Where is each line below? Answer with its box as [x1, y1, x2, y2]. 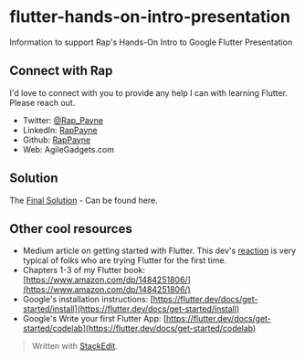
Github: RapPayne [22, 134, 91, 145]
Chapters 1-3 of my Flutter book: [22, 265, 146, 276]
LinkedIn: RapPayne [22, 124, 98, 135]
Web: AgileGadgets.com [22, 143, 114, 154]
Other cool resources [9, 221, 132, 237]
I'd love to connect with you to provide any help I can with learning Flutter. [9, 87, 288, 98]
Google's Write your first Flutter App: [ [22, 313, 167, 324]
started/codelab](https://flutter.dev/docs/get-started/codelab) [22, 323, 257, 334]
